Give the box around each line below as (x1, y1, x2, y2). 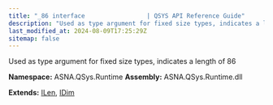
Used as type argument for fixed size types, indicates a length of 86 (8, 57, 236, 66)
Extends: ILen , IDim (8, 88, 75, 98)
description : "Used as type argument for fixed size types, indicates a (8, 19, 260, 27)
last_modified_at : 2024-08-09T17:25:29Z (8, 27, 148, 35)
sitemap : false (8, 34, 60, 43)
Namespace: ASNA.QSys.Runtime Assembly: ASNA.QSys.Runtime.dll (8, 72, 243, 82)
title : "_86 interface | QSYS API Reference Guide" (8, 11, 245, 20)
